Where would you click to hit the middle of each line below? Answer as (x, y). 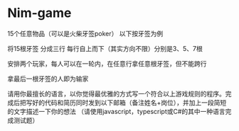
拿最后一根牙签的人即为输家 (48, 79)
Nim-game (39, 13)
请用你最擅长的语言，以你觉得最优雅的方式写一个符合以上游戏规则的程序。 (116, 93)
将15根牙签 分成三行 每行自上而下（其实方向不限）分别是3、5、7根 (105, 48)
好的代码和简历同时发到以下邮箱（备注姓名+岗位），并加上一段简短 (129, 102)
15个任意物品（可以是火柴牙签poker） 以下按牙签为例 (85, 33)
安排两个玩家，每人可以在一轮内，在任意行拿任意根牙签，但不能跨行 (107, 63)
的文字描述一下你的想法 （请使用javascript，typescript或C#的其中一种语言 (116, 111)
